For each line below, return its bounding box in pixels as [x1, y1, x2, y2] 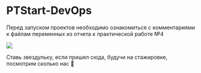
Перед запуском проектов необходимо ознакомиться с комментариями [6, 24, 196, 31]
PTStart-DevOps [6, 4, 92, 18]
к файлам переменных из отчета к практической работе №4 [6, 30, 164, 37]
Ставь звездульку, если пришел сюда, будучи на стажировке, [6, 53, 168, 61]
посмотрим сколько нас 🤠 [6, 60, 75, 67]
